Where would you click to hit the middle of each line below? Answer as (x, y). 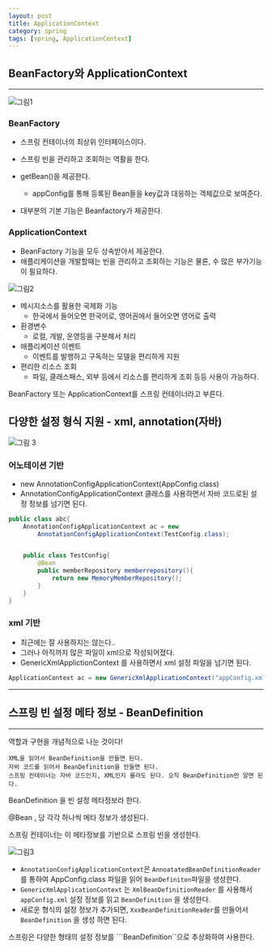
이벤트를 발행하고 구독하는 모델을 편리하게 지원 (106, 356)
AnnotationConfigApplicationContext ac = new (101, 526)
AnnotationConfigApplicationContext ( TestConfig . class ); (134, 534)
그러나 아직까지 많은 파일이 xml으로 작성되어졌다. (98, 652)
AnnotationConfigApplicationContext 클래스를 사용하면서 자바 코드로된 (134, 493)
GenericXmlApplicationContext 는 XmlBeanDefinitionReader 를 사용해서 (136, 889)
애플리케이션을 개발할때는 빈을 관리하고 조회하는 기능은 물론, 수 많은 (127, 261)
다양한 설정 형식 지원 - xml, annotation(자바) (115, 422)
